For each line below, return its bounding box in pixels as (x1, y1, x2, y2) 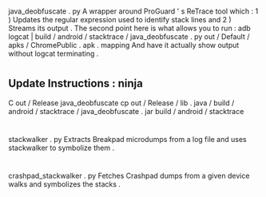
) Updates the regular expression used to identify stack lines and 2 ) (8, 15, 232, 25)
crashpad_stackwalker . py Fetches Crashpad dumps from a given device (8, 171, 250, 181)
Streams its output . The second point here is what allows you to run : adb (8, 23, 252, 33)
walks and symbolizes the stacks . (8, 179, 121, 189)
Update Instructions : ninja (8, 77, 144, 90)
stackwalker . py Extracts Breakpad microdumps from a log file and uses (8, 134, 247, 144)
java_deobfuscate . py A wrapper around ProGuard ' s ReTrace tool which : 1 (8, 6, 259, 16)
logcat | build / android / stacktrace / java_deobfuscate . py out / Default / (8, 32, 250, 41)
